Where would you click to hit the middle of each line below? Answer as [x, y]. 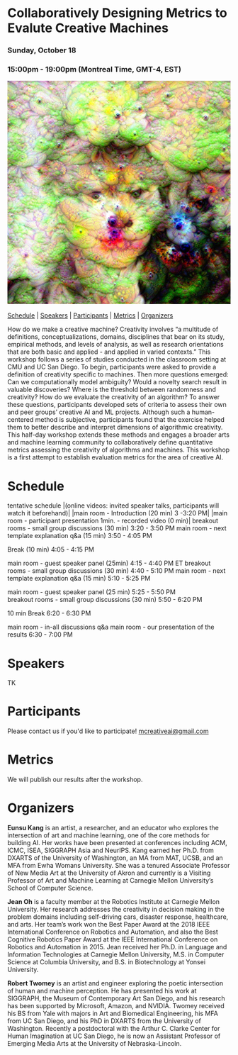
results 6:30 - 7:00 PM [40, 635]
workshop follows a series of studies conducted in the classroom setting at [117, 359]
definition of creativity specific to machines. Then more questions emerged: [118, 374]
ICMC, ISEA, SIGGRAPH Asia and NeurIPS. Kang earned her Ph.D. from [111, 850]
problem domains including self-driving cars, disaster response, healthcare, [118, 917]
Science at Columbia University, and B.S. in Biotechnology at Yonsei [107, 962]
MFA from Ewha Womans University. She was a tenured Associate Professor [119, 866]
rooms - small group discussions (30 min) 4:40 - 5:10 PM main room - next [117, 571]
